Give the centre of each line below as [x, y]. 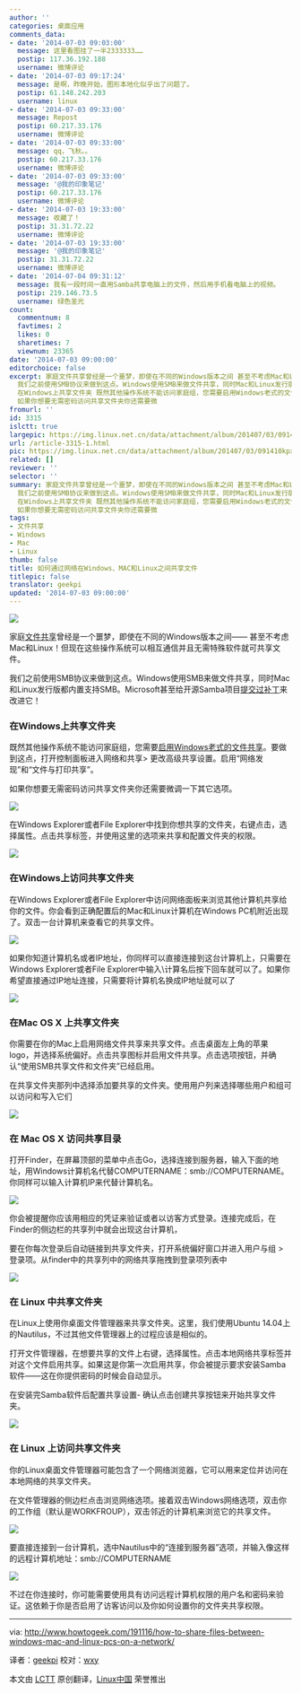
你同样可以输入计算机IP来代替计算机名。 [84, 1182]
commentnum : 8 [43, 318]
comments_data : [38, 34]
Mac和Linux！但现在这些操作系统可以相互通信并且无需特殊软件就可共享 [141, 648]
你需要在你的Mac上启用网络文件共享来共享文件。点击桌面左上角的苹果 [139, 1043]
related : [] [31, 460]
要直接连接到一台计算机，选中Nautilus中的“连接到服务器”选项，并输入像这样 [150, 1547]
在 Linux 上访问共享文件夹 [65, 1448]
